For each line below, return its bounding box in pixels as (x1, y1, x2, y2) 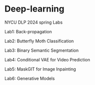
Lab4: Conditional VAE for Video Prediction (4, 57, 90, 62)
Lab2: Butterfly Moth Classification (4, 38, 74, 44)
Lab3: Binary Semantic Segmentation (4, 47, 79, 53)
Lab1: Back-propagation (4, 28, 52, 34)
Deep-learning (4, 3, 64, 14)
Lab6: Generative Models (4, 75, 55, 81)
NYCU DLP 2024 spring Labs (4, 19, 63, 25)
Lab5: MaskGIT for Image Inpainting (4, 66, 76, 72)
